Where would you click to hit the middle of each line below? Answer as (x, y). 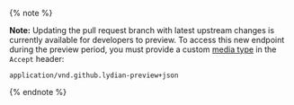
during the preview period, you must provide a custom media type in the (143, 49)
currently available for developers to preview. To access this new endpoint (147, 40)
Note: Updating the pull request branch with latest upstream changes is (142, 30)
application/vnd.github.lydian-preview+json (94, 75)
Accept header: (37, 59)
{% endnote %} (38, 92)
